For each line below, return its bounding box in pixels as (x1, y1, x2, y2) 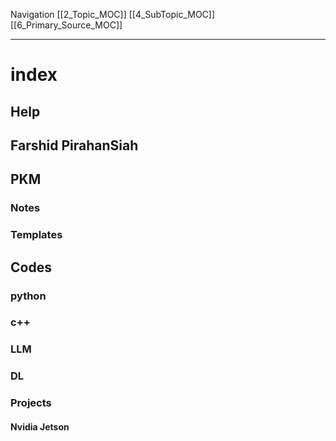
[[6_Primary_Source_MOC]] (10, 19, 123, 31)
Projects (10, 396, 52, 410)
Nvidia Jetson (10, 420, 70, 433)
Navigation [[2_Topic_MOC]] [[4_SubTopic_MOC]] (10, 9, 216, 20)
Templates (10, 228, 63, 242)
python (10, 289, 47, 303)
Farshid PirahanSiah (10, 137, 139, 154)
